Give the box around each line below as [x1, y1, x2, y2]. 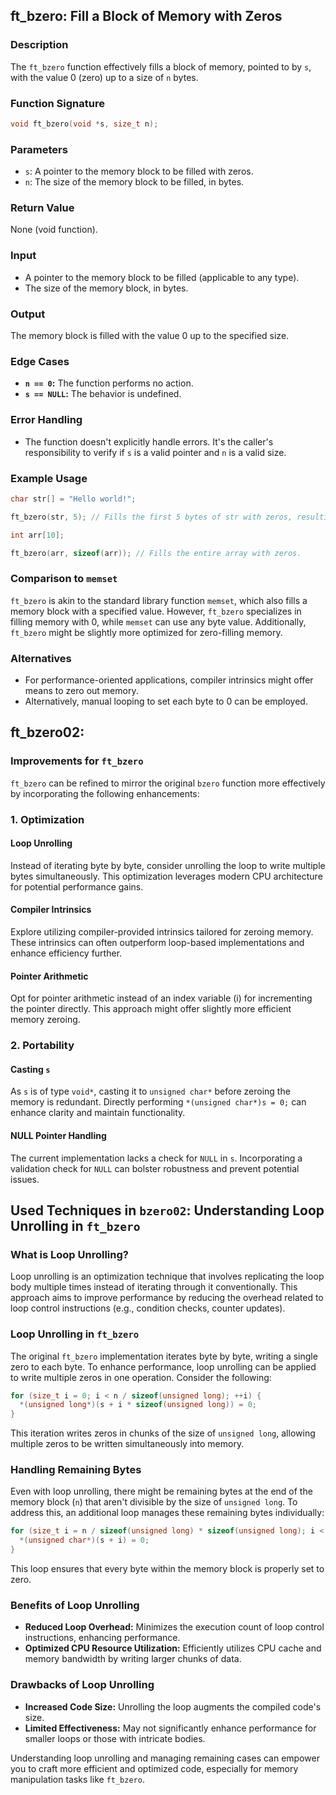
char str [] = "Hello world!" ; [10, 494, 137, 504]
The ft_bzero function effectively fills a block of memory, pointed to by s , [10, 60, 312, 73]
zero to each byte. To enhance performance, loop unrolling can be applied [10, 1360, 317, 1373]
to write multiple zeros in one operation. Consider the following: [10, 1371, 272, 1383]
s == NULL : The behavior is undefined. [24, 388, 182, 400]
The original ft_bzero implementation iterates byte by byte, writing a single [10, 1350, 318, 1362]
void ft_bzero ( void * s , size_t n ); [10, 119, 159, 129]
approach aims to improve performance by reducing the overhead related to [10, 1292, 324, 1304]
